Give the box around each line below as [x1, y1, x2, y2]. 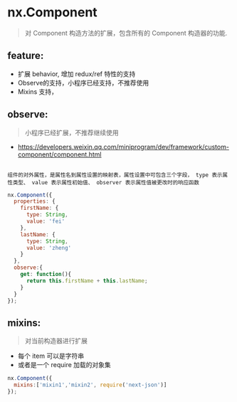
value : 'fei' [26, 218, 65, 225]
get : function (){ [20, 271, 72, 278]
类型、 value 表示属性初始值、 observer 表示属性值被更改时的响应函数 [12, 179, 199, 186]
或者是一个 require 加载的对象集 [17, 361, 112, 369]
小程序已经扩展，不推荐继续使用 [24, 128, 119, 137]
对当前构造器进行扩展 [24, 337, 88, 345]
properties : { [14, 198, 56, 205]
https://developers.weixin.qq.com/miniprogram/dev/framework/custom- [17, 142, 230, 151]
